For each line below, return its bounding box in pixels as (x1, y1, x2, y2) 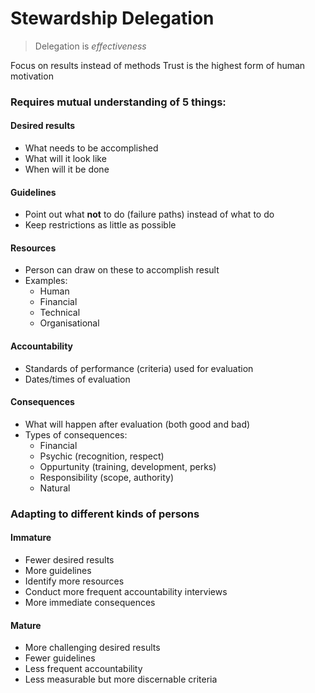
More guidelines (24, 565, 92, 576)
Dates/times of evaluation (24, 373, 131, 385)
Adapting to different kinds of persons (10, 507, 200, 521)
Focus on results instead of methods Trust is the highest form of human (10, 59, 306, 71)
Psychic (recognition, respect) (39, 450, 165, 462)
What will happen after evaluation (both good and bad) (24, 418, 251, 430)
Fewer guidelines (24, 652, 96, 664)
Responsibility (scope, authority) (39, 471, 174, 483)
